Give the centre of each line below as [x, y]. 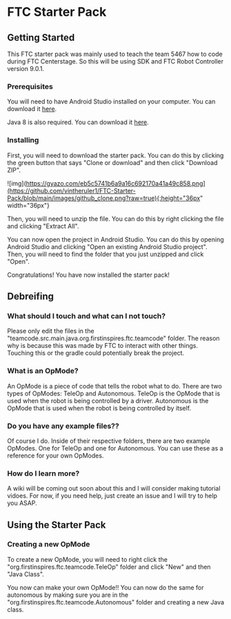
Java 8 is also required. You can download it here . [78, 122]
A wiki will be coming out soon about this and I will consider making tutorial [114, 489]
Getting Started [41, 38]
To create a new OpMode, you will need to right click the [87, 559]
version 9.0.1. [26, 69]
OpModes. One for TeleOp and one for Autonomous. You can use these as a [115, 448]
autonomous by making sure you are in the [68, 595]
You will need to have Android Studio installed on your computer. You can [111, 101]
